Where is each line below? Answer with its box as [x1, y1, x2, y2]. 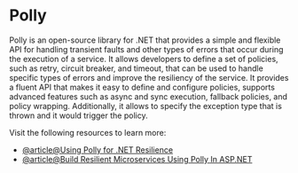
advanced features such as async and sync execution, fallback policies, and [9, 90, 288, 102]
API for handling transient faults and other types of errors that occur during [9, 43, 284, 54]
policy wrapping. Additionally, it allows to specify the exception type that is [9, 100, 282, 111]
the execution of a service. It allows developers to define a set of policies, [9, 53, 278, 64]
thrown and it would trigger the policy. [9, 110, 148, 121]
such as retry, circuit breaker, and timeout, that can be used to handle [9, 63, 263, 74]
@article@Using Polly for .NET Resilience [21, 144, 174, 155]
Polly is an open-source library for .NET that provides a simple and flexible [9, 35, 281, 45]
